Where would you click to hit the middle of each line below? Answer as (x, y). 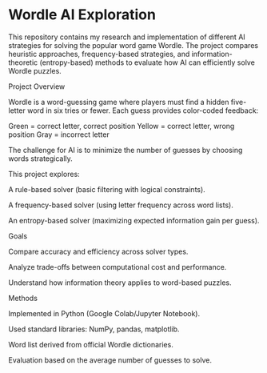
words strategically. (41, 158)
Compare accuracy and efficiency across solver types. (98, 251)
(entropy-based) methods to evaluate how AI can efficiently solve (147, 62)
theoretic (23, 62)
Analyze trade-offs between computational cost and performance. (118, 267)
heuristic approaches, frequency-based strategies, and (99, 54)
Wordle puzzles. (35, 70)
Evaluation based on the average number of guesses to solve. (110, 360)
